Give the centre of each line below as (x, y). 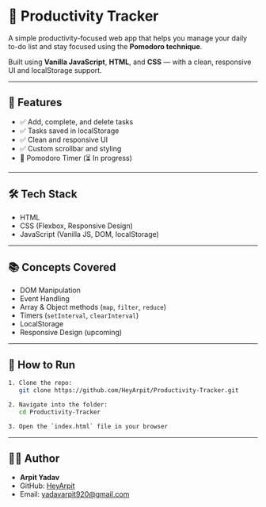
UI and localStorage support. (55, 70)
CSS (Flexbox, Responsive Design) (76, 226)
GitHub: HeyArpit (47, 486)
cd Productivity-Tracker (60, 412)
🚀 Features (35, 103)
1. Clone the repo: (40, 383)
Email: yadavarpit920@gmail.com (74, 494)
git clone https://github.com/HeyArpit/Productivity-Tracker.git (129, 391)
